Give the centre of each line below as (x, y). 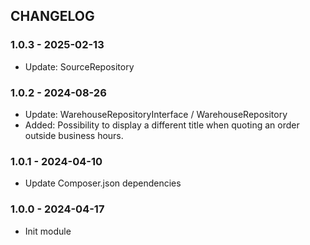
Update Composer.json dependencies (103, 183)
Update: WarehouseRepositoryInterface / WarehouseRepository (156, 114)
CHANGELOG (52, 16)
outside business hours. (74, 135)
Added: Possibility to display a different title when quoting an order (162, 125)
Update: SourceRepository (79, 66)
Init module (48, 231)
